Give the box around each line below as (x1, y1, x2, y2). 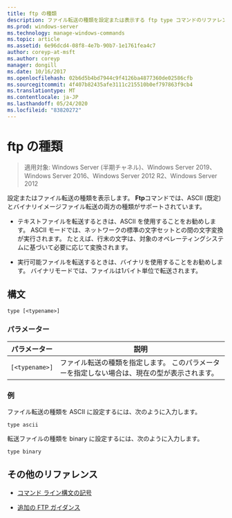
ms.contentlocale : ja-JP (7, 94, 79, 101)
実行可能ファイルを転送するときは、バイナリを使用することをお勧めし (17, 258, 217, 266)
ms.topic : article (7, 36, 60, 43)
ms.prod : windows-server (7, 23, 79, 30)
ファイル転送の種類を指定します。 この (59, 357, 186, 367)
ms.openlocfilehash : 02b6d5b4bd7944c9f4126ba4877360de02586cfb (7, 74, 193, 82)
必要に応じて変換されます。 (53, 243, 132, 251)
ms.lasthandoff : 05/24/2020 (7, 100, 88, 107)
